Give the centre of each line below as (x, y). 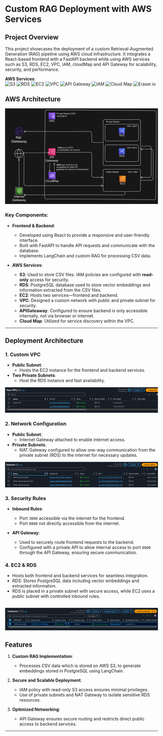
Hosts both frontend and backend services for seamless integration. (80, 576)
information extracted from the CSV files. (60, 290)
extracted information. (34, 586)
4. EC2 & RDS (21, 565)
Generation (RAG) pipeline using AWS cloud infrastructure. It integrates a (78, 54)
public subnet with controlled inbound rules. (56, 596)
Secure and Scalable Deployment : (47, 680)
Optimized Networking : (36, 709)
